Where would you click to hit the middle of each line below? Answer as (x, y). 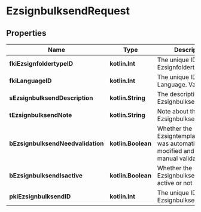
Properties (26, 33)
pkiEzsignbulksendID (40, 196)
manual (167, 158)
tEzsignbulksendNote (41, 115)
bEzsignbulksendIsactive (46, 176)
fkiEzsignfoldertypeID (41, 64)
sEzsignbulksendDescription (51, 98)
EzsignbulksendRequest (68, 11)
